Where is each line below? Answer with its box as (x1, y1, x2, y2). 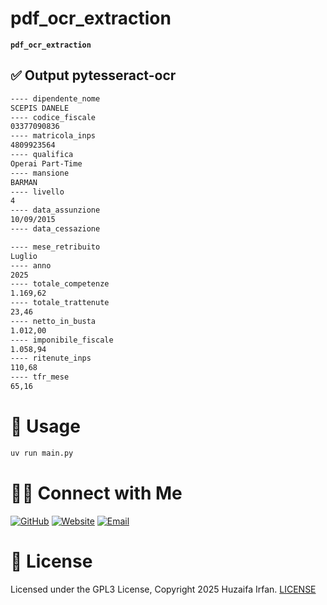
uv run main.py (10, 448, 74, 458)
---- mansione (10, 168, 70, 178)
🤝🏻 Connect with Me (10, 482, 183, 504)
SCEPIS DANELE (10, 103, 70, 113)
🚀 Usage (10, 415, 81, 438)
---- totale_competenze (10, 279, 110, 289)
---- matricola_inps (10, 131, 97, 141)
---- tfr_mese (10, 372, 70, 382)
